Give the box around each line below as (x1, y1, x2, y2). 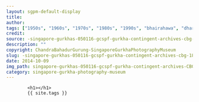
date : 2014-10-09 (6, 58, 49, 64)
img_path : (6, 63, 31, 70)
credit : (6, 31, 25, 37)
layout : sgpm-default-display (6, 8, 81, 15)
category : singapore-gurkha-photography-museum (6, 69, 126, 75)
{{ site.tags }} (27, 90, 68, 96)
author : (6, 19, 25, 25)
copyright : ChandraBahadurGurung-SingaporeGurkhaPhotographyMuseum (6, 47, 176, 53)
